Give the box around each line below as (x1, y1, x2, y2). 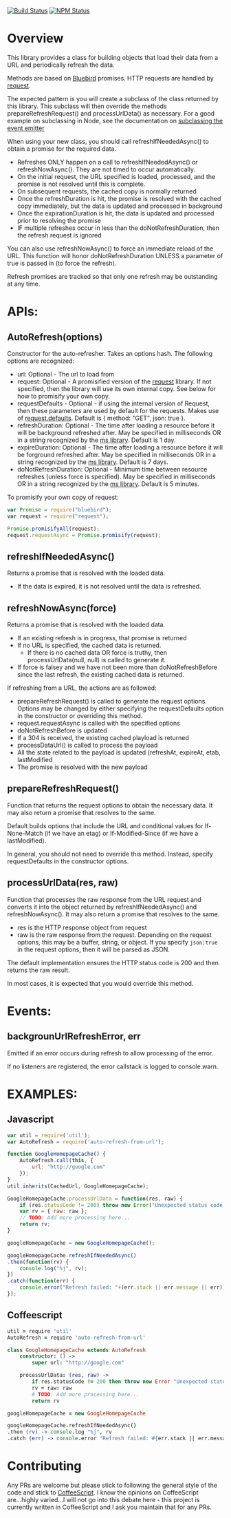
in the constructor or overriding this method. (16, 712, 143, 720)
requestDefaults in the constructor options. (7, 857, 129, 865)
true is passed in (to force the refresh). (7, 259, 117, 267)
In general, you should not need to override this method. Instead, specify (7, 850, 213, 858)
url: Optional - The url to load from (16, 370, 115, 378)
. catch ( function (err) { (7, 1278, 76, 1285)
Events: (7, 1003, 52, 1019)
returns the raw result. (7, 966, 70, 974)
